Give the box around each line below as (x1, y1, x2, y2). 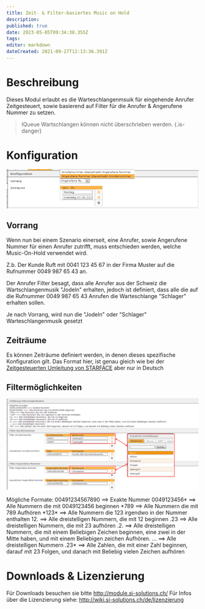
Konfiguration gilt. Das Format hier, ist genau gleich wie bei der (6, 358, 165, 365)
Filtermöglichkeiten (6, 382, 82, 392)
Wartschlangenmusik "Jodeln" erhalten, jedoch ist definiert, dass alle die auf (6, 286, 198, 293)
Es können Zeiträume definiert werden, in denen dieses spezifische (6, 351, 176, 359)
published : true (6, 23, 48, 29)
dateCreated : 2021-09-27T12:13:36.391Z (6, 49, 108, 55)
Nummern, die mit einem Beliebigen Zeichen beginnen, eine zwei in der (6, 528, 186, 536)
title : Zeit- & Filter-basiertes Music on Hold (6, 10, 130, 16)
